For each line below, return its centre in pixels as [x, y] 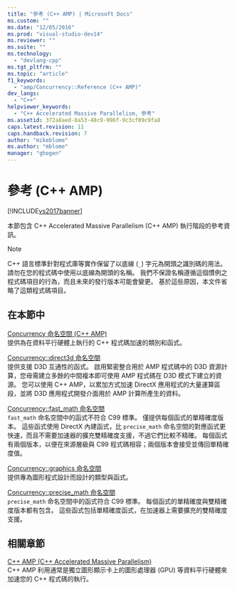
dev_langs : [23, 93]
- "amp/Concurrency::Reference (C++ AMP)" [78, 87]
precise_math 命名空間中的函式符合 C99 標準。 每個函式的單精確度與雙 [111, 501]
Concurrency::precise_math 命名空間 [62, 492]
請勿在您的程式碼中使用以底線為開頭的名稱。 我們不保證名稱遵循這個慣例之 [117, 273]
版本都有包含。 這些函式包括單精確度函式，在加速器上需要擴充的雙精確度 [120, 510]
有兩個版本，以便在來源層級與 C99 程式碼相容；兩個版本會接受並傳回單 [112, 444]
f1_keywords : [27, 80]
